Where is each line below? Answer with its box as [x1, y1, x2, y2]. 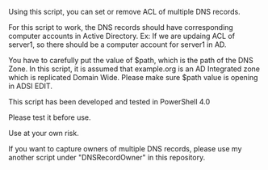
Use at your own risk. [8, 129, 79, 138]
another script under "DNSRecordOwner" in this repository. [8, 153, 206, 162]
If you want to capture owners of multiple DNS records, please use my [8, 144, 242, 153]
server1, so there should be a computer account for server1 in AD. [8, 40, 227, 49]
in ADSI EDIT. [8, 81, 52, 91]
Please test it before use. [8, 113, 91, 122]
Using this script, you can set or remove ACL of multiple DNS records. [8, 7, 241, 16]
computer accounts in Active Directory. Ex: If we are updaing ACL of [8, 32, 236, 40]
